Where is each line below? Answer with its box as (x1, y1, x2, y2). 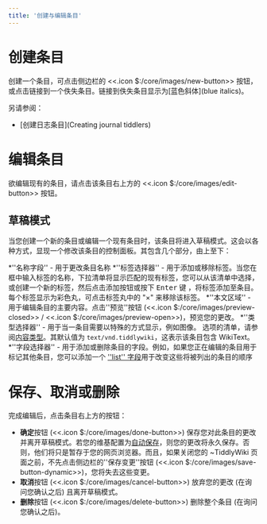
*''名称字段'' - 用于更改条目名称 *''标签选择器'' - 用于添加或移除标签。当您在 (8, 263, 257, 272)
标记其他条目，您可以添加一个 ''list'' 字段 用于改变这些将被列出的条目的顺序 (8, 353, 253, 362)
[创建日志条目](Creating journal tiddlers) (19, 120, 151, 129)
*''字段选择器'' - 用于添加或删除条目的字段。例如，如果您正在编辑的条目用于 (8, 342, 257, 352)
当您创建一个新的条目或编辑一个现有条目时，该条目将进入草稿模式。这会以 (8, 236, 252, 246)
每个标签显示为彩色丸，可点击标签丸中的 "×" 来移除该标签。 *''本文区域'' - (8, 293, 252, 302)
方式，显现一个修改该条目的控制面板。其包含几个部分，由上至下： (14, 246, 231, 256)
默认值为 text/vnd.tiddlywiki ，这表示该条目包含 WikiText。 (56, 333, 254, 342)
